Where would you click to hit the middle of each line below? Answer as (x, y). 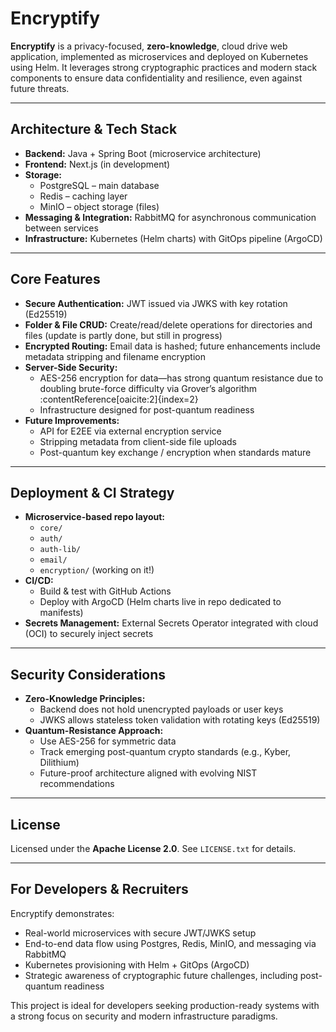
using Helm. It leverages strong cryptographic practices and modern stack (164, 67)
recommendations (77, 784)
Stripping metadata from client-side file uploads (138, 441)
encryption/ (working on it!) (97, 570)
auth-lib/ (60, 550)
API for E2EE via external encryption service (130, 431)
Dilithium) (59, 763)
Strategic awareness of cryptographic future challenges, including (161, 975)
